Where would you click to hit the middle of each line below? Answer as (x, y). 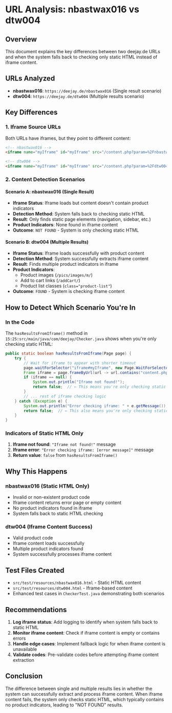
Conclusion (24, 676)
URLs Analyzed (30, 79)
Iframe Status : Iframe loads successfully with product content (78, 253)
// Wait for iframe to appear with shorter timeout (80, 363)
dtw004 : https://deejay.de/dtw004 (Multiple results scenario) (78, 96)
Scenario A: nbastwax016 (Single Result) (50, 192)
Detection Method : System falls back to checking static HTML (79, 214)
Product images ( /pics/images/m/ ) (57, 275)
